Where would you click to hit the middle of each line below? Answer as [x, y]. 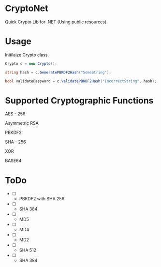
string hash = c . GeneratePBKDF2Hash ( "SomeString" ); [58, 72]
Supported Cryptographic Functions [79, 100]
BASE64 [13, 161]
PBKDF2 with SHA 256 [42, 199]
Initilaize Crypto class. [27, 55]
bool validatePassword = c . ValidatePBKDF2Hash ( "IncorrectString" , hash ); [81, 81]
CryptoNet [27, 8]
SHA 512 [28, 250]
